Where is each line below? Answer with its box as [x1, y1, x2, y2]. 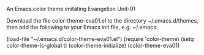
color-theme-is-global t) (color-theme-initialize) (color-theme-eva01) [6, 42, 180, 49]
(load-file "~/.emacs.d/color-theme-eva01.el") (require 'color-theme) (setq [6, 35, 194, 42]
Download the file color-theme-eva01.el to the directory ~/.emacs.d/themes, [6, 17, 199, 24]
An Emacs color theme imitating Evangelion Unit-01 [6, 5, 136, 12]
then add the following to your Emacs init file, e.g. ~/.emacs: [6, 24, 158, 31]
